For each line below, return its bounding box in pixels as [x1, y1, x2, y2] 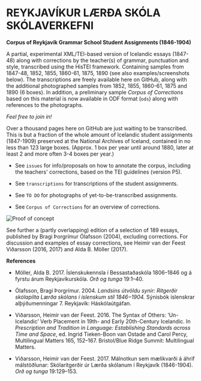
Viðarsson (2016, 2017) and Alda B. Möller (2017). [6, 245, 128, 252]
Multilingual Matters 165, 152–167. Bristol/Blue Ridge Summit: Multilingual [14, 337, 194, 344]
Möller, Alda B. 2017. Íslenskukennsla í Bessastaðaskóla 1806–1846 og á [14, 269, 192, 276]
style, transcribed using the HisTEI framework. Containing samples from [6, 63, 184, 70]
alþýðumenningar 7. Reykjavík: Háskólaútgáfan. [14, 299, 132, 306]
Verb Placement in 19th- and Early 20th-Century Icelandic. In [40, 317, 191, 325]
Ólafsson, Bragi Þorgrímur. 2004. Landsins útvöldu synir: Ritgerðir [14, 287, 178, 294]
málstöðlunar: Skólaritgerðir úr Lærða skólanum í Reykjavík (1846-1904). [14, 361, 193, 368]
